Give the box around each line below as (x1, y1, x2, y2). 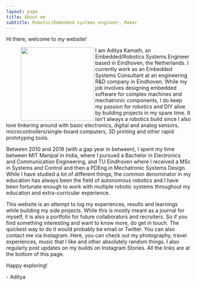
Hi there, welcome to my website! (6, 36, 87, 43)
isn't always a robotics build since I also (95, 116, 191, 123)
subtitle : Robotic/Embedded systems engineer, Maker (6, 19, 138, 25)
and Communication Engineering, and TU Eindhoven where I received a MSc (6, 158, 191, 165)
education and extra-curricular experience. (6, 189, 110, 197)
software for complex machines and (95, 90, 182, 97)
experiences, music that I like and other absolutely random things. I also (6, 238, 180, 245)
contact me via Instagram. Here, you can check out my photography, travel (6, 232, 187, 239)
